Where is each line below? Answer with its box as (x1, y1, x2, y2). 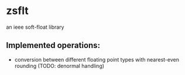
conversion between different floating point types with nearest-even (14, 56, 180, 63)
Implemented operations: (6, 40, 101, 50)
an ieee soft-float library (6, 23, 64, 30)
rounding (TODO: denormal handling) (14, 62, 104, 69)
